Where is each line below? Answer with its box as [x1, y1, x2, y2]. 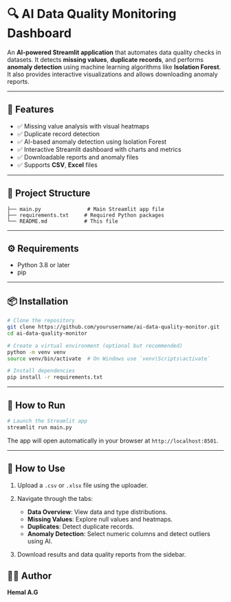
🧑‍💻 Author [7, 570, 52, 581]
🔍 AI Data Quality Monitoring [7, 6, 177, 22]
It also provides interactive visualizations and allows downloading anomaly [7, 70, 218, 78]
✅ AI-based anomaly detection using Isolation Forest [16, 137, 167, 146]
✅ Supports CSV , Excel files [16, 160, 98, 169]
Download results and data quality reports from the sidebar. [16, 550, 186, 558]
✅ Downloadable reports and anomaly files [16, 153, 139, 161]
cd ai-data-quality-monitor [7, 330, 88, 337]
